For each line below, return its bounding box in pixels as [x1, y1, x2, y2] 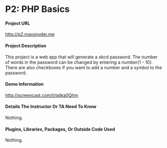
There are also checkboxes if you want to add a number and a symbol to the [5, 64, 162, 70]
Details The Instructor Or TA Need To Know [5, 104, 96, 110]
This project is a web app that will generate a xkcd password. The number [5, 54, 158, 60]
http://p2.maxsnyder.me [5, 31, 55, 37]
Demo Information [5, 81, 44, 87]
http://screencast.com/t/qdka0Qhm [5, 92, 78, 98]
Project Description [5, 42, 46, 48]
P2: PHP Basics [5, 3, 70, 15]
